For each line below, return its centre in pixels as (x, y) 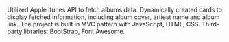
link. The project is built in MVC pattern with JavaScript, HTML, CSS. (104, 24)
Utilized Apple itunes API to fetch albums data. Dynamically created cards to (115, 10)
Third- (211, 24)
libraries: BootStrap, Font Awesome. (74, 31)
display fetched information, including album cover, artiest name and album (113, 17)
